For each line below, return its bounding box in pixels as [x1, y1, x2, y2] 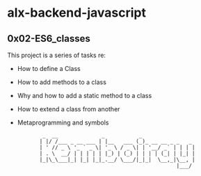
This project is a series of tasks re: [7, 51, 106, 59]
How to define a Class [17, 65, 81, 72]
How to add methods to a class [17, 78, 106, 86]
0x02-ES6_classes [7, 33, 90, 45]
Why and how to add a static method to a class [17, 92, 152, 99]
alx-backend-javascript [7, 5, 146, 21]
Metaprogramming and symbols [17, 118, 109, 127]
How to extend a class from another [17, 105, 120, 113]
